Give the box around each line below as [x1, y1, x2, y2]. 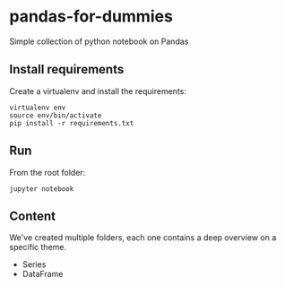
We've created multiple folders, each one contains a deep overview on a [9, 232, 277, 243]
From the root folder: [9, 167, 86, 178]
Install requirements [9, 62, 125, 77]
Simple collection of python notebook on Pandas [9, 36, 189, 47]
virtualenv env [9, 103, 66, 112]
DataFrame [22, 269, 64, 280]
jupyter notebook [9, 184, 74, 194]
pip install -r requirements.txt [9, 118, 134, 127]
